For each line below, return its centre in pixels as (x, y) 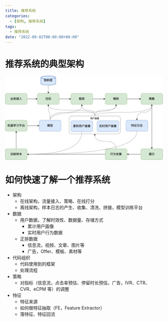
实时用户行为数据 (45, 232)
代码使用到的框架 (37, 264)
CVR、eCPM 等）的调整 (44, 289)
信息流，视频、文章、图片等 (56, 245)
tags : (11, 27)
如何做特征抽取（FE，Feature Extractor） (62, 308)
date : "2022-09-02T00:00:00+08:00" (42, 37)
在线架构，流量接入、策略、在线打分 (57, 201)
